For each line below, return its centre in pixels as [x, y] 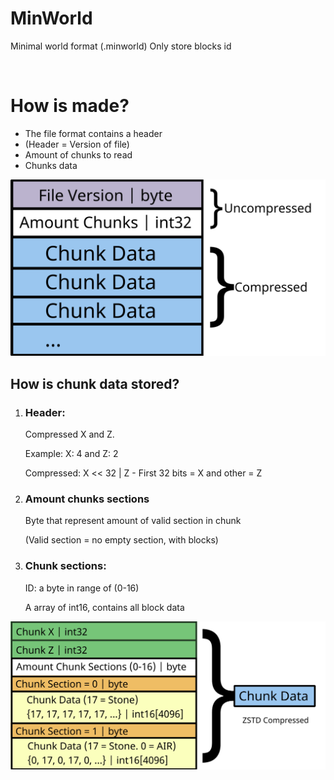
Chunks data [51, 165]
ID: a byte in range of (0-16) [82, 588]
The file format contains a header [93, 133]
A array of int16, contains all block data [104, 607]
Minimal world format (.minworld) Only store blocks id [121, 46]
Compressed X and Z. [69, 434]
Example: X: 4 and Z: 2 [71, 454]
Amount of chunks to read [78, 154]
